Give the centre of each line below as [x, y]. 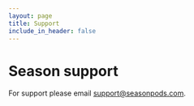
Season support [64, 71]
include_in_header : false [52, 31]
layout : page [30, 16]
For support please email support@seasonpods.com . [97, 93]
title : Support [34, 23]
